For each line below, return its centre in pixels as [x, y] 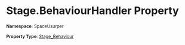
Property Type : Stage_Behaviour [40, 36]
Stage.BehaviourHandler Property [92, 11]
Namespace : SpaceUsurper [35, 26]
